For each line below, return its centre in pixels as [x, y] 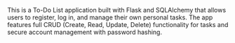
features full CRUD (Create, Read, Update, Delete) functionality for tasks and [118, 25]
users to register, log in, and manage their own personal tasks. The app [110, 17]
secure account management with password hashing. [85, 32]
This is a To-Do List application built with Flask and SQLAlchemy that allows [117, 10]
